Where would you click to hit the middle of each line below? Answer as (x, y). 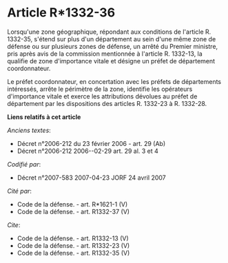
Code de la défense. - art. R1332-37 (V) (73, 211)
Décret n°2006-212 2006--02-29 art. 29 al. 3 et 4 (87, 151)
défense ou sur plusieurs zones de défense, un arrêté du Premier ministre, (113, 46)
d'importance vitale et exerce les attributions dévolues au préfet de (102, 96)
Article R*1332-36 (61, 13)
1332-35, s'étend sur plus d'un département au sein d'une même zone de (112, 39)
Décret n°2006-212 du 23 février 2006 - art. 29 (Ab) (91, 143)
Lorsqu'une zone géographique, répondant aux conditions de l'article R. (109, 32)
